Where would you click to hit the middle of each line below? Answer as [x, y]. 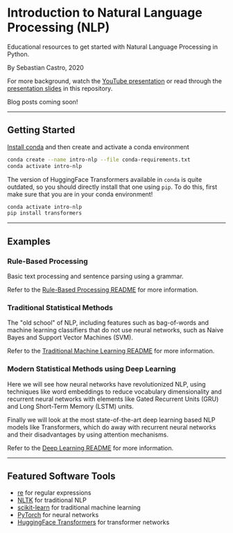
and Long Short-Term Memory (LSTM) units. [70, 406]
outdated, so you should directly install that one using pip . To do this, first [112, 187]
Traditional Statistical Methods [60, 307]
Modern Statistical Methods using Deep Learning [92, 369]
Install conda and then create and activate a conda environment [98, 146]
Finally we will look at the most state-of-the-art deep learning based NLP [111, 420]
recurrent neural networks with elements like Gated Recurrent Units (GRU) [113, 399]
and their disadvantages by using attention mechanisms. [88, 434]
